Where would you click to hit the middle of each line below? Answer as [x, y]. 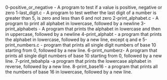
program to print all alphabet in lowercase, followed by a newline [73, 23]
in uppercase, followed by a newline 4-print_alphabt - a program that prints [83, 34]
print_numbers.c [22, 45]
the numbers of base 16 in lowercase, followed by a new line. [69, 72]
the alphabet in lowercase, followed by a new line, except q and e [73, 39]
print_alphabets [22, 29]
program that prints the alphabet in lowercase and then [103, 29]
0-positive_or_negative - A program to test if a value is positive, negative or [84, 7]
